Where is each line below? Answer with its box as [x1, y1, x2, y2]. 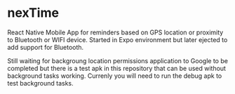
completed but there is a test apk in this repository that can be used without [7, 64, 227, 72]
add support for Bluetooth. [7, 43, 84, 51]
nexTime [7, 5, 60, 21]
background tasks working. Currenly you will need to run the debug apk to [7, 72, 222, 80]
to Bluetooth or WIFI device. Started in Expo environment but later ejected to [7, 35, 228, 43]
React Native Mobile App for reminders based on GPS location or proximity [7, 28, 224, 36]
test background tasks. [7, 79, 74, 87]
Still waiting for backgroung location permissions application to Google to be [7, 56, 228, 65]
